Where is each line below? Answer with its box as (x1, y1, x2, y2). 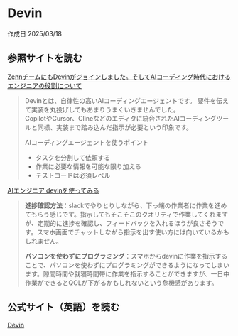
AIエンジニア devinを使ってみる (7, 186, 99, 195)
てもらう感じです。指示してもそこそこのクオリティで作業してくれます (24, 210, 229, 218)
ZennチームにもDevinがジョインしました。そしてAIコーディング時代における (7, 72, 231, 81)
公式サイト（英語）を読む (7, 301, 119, 313)
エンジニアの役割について (7, 81, 82, 90)
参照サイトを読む (7, 52, 82, 65)
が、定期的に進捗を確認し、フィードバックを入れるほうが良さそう (24, 219, 218, 227)
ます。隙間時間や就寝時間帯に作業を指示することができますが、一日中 (24, 269, 230, 278)
